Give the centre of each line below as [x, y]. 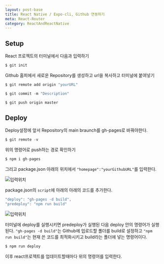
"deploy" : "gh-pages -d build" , [38, 200]
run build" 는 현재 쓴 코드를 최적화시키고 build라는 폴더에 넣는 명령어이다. [76, 237]
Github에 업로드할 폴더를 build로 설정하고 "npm [107, 230]
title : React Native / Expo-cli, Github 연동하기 [55, 14]
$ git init [16, 65]
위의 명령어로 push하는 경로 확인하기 [40, 150]
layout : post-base [24, 10]
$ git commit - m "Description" [37, 94]
